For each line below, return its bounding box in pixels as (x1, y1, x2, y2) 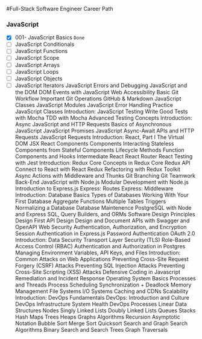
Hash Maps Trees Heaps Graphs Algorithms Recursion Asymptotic (14, 313, 180, 320)
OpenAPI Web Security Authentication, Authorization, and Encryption (14, 223, 187, 230)
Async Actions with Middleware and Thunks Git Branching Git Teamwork (14, 172, 196, 179)
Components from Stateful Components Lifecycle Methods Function (14, 146, 185, 153)
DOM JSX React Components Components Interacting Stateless (14, 140, 174, 147)
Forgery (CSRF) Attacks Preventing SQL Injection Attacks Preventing (14, 262, 185, 269)
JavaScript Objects (14, 75, 63, 82)
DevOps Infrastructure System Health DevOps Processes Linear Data (14, 300, 187, 308)
